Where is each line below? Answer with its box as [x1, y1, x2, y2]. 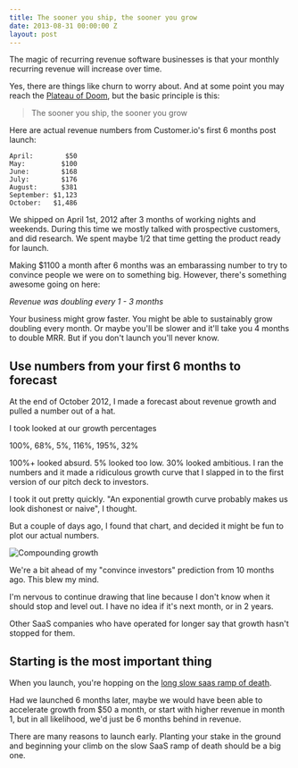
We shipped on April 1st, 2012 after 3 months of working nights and [9, 214, 256, 225]
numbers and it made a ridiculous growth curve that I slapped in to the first [9, 467, 284, 478]
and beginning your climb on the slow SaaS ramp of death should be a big [9, 740, 281, 751]
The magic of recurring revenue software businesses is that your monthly [9, 54, 279, 65]
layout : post [9, 29, 58, 38]
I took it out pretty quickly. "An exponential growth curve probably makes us [9, 494, 288, 505]
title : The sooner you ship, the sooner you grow [9, 13, 198, 22]
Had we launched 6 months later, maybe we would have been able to [9, 695, 263, 705]
